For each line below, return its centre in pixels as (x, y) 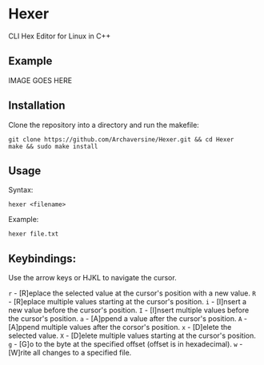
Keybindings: (42, 258)
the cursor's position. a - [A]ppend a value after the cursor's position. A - (128, 319)
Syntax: (21, 190)
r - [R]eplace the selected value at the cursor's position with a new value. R (132, 293)
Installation (37, 106)
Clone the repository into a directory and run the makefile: (104, 125)
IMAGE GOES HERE (40, 80)
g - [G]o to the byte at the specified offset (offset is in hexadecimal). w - (126, 344)
